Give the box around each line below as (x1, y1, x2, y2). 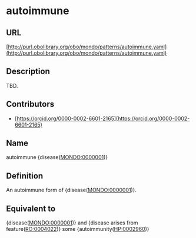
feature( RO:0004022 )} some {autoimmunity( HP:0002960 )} (6, 226, 150, 233)
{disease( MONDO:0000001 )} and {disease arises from (6, 219, 138, 226)
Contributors (6, 99, 55, 110)
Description (6, 67, 50, 77)
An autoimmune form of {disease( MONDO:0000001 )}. (6, 187, 137, 194)
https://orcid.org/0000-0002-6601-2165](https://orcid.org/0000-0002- (16, 115, 190, 122)
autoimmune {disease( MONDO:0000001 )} (6, 154, 108, 161)
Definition (6, 171, 43, 181)
